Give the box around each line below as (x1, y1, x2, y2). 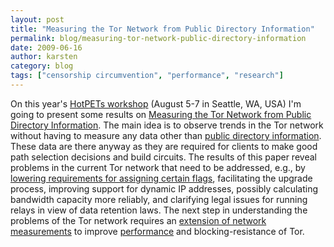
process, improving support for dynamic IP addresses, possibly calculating (10, 182, 319, 195)
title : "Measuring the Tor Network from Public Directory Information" (10, 24, 315, 34)
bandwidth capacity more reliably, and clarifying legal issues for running (10, 193, 308, 205)
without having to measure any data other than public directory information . (10, 129, 322, 141)
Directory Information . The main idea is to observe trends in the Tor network (10, 119, 324, 131)
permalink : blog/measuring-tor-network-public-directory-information (10, 33, 307, 43)
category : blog (10, 61, 74, 71)
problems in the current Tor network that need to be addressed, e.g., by (10, 161, 306, 173)
